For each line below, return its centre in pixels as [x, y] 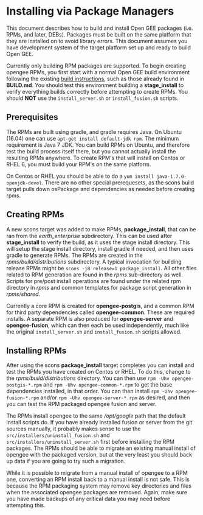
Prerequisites [32, 117]
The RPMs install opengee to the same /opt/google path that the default [96, 416]
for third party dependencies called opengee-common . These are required [101, 312]
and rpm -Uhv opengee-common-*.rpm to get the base [108, 385]
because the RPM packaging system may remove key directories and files [99, 486]
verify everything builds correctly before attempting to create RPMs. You [97, 91]
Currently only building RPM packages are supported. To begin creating [96, 66]
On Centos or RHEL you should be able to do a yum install [80, 176]
